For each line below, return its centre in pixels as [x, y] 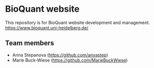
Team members [30, 43]
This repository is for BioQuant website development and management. [77, 23]
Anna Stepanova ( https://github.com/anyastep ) [60, 55]
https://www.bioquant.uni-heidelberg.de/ [47, 27]
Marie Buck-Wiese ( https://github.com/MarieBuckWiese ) [70, 60]
